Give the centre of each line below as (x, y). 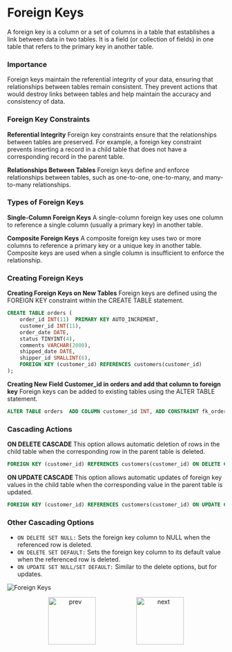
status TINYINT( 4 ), (48, 339)
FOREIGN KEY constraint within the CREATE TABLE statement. (96, 300)
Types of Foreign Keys (46, 202)
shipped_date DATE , (48, 352)
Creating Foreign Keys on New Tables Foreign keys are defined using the (112, 293)
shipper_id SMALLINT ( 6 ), (55, 358)
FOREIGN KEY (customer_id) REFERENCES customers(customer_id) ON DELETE (114, 464)
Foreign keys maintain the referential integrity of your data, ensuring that (110, 79)
